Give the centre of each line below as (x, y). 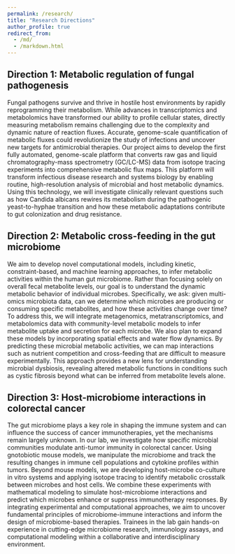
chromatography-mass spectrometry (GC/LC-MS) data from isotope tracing (116, 162)
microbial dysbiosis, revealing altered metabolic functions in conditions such (117, 368)
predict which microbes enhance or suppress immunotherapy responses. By (117, 500)
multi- (218, 293)
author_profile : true (39, 27)
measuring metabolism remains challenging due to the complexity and (108, 125)
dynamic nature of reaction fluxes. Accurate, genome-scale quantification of (117, 132)
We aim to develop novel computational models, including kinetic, (101, 264)
